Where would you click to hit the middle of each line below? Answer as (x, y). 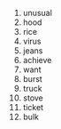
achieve (37, 60)
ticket (33, 107)
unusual (37, 13)
